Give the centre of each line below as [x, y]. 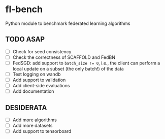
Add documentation [33, 91]
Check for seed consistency [42, 51]
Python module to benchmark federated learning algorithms [68, 23]
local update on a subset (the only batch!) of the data [68, 68]
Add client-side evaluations [41, 86]
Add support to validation [39, 80]
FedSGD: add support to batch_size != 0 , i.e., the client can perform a [86, 63]
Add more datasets [32, 126]
